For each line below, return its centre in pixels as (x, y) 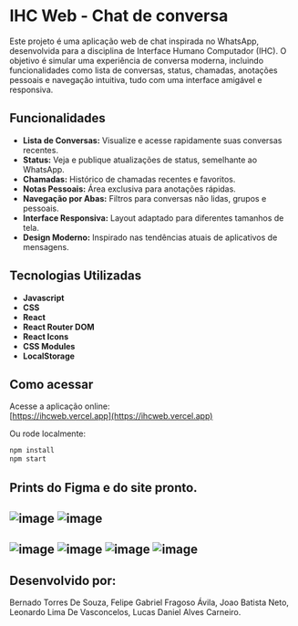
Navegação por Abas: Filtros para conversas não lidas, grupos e (144, 198)
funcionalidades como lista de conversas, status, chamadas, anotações (144, 70)
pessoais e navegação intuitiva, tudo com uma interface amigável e (136, 79)
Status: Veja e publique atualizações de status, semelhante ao (140, 160)
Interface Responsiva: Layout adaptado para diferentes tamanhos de (153, 218)
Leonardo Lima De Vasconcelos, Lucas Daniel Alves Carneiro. (125, 612)
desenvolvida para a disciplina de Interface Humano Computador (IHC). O (148, 50)
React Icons (46, 336)
